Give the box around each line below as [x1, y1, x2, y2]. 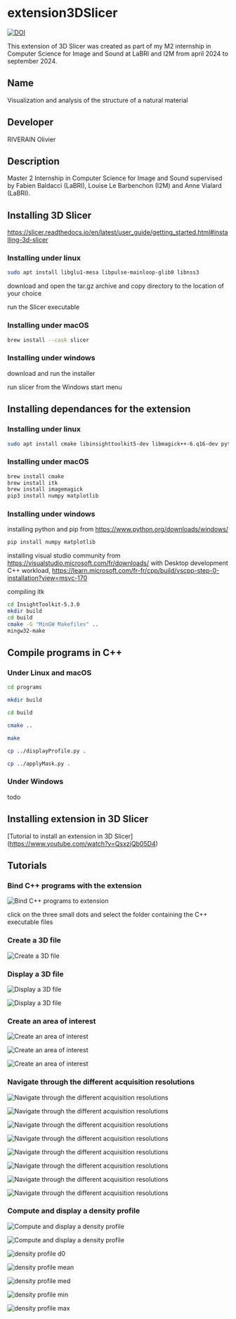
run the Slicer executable [7, 303, 80, 311]
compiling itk [7, 588, 44, 596]
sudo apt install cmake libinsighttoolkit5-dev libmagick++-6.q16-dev [7, 440, 218, 448]
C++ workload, [7, 567, 51, 575]
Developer [7, 116, 54, 128]
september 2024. [7, 56, 58, 65]
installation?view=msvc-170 [7, 574, 88, 582]
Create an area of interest [7, 1016, 96, 1025]
